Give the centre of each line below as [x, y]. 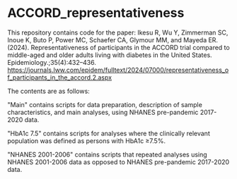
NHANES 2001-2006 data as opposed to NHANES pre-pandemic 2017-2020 [118, 162]
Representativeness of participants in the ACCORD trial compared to [130, 47]
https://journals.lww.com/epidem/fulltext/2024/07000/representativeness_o [118, 70]
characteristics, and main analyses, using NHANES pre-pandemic [103, 112]
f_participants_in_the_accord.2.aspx [59, 77]
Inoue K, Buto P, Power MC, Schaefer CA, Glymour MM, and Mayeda [107, 39]
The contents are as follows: [48, 91]
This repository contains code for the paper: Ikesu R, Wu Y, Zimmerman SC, [118, 32]
